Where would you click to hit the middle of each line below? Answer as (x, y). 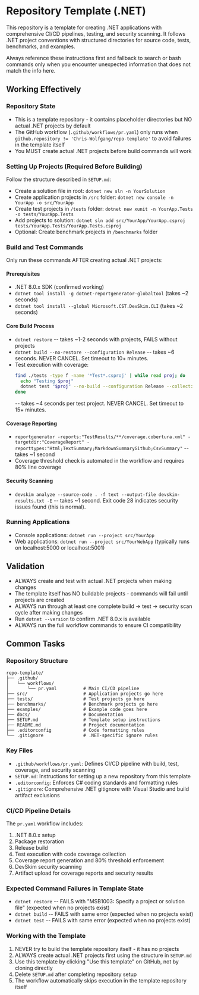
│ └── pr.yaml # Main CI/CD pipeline (73, 689)
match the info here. (31, 70)
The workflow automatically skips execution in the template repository (101, 980)
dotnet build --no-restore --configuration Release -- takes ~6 (94, 352)
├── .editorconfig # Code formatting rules (75, 731)
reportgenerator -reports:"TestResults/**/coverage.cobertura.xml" (100, 437)
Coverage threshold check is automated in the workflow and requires (99, 461)
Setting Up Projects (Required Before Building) (74, 166)
